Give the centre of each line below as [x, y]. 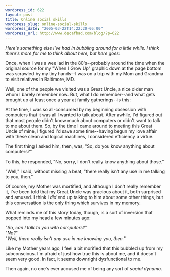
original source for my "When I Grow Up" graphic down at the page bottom [83, 68]
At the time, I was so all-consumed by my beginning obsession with [76, 110]
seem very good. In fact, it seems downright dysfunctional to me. [73, 259]
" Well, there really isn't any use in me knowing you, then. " [66, 238]
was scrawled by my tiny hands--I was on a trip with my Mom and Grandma [84, 74]
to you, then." [19, 177]
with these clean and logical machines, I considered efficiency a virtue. [79, 136]
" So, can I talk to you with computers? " [46, 228]
